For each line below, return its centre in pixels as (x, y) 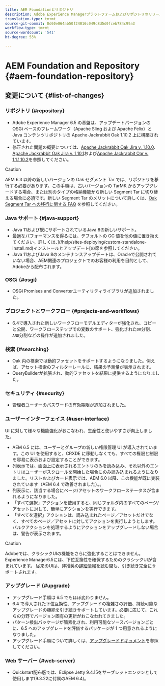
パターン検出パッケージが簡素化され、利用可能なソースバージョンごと (83, 622)
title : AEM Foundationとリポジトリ (39, 10)
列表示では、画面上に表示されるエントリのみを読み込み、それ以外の (81, 465)
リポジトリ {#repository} (35, 111)
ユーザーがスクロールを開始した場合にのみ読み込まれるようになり (92, 472)
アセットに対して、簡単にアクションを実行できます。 (66, 509)
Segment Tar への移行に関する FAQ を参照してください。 (63, 204)
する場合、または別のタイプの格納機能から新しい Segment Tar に (79, 192)
